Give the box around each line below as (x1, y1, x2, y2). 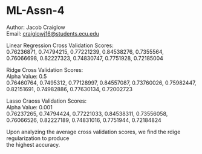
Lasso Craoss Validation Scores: (6, 97, 86, 104)
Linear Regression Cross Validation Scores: (6, 42, 114, 49)
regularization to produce (6, 134, 70, 142)
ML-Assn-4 (6, 4, 65, 18)
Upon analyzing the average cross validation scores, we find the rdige (6, 128, 181, 135)
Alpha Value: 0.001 (6, 103, 53, 111)
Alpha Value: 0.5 (6, 72, 47, 80)
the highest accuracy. (6, 141, 60, 148)
